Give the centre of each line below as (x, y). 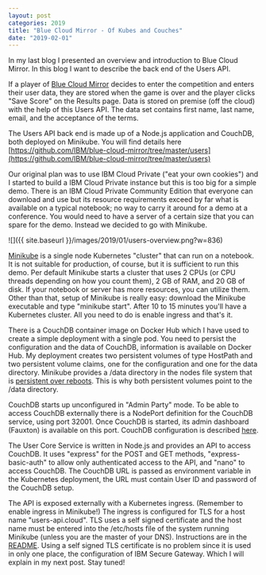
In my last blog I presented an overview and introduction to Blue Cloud (123, 60)
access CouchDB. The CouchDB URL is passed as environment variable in (130, 471)
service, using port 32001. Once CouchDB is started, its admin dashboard (129, 422)
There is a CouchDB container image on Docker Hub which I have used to (129, 330)
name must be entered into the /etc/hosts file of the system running (119, 529)
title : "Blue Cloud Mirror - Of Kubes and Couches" (95, 30)
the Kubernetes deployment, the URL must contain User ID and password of (132, 480)
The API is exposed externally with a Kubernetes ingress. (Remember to (126, 503)
